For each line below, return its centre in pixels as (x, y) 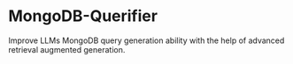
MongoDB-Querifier (83, 16)
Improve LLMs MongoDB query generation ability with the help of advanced (146, 40)
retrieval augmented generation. (67, 49)
